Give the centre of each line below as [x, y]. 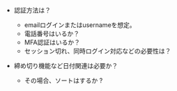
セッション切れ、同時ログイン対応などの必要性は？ [98, 51]
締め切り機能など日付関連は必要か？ [66, 66]
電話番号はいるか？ [52, 34]
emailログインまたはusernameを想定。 [80, 25]
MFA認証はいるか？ [52, 42]
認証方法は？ [32, 10]
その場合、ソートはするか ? [63, 81]
